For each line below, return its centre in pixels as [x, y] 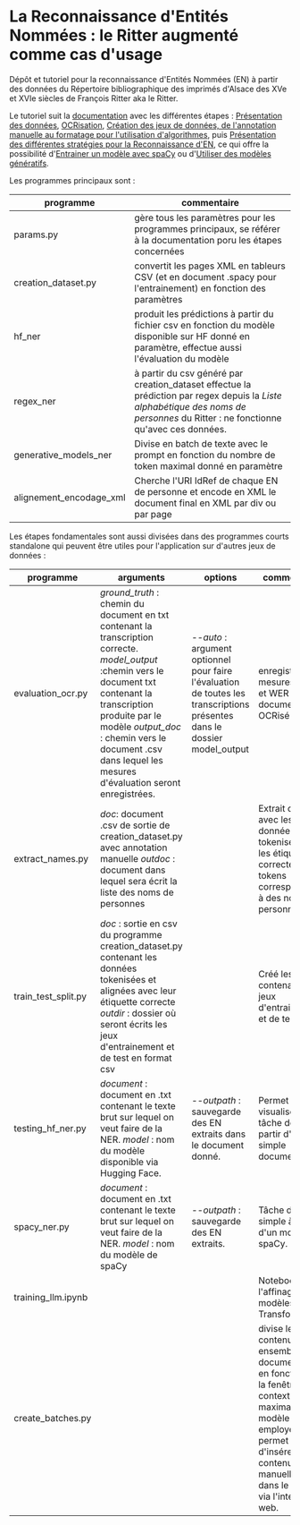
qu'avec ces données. [181, 429]
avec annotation [133, 848]
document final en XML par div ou [205, 503]
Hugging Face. [130, 1172]
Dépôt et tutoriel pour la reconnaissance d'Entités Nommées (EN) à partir [144, 79]
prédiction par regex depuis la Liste [208, 396]
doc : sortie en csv [138, 924]
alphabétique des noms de [191, 406]
